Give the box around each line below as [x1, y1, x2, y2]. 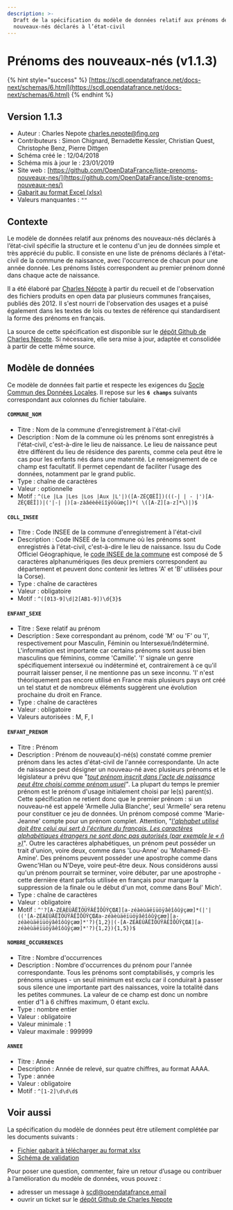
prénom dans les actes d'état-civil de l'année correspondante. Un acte [17, 757, 220, 766]
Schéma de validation [17, 1153, 80, 1161]
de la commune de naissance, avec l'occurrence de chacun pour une [19, 256, 218, 264]
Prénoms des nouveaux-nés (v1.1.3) [7, 53, 218, 69]
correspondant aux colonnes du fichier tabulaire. [7, 395, 147, 403]
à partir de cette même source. [7, 342, 96, 351]
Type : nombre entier [17, 1005, 78, 1014]
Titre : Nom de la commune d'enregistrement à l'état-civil [17, 425, 181, 434]
